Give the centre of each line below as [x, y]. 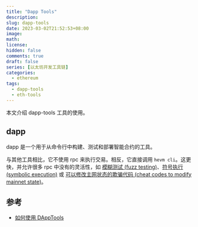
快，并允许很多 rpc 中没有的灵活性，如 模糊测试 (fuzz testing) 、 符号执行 [95, 167]
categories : [21, 73]
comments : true [25, 56]
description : [22, 17]
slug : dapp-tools [28, 23]
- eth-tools [26, 95]
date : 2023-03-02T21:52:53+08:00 [48, 28]
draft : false [22, 61]
